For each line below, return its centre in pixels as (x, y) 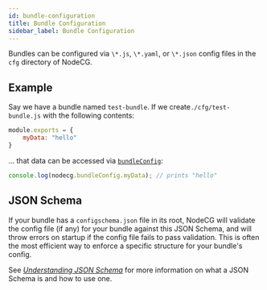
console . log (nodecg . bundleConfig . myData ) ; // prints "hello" (113, 175)
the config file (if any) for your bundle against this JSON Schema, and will (130, 228)
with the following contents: (89, 116)
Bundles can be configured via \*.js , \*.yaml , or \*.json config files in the (132, 54)
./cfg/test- (210, 108)
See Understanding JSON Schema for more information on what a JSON (129, 270)
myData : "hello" (50, 138)
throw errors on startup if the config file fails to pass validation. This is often (134, 237)
